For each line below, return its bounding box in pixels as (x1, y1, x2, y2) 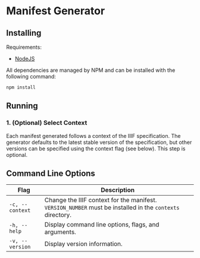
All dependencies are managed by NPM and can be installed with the (6, 67, 176, 74)
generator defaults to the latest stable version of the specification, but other (6, 139, 192, 146)
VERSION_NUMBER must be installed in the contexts (44, 203, 180, 212)
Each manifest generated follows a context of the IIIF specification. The (6, 132, 181, 139)
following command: (6, 73, 57, 80)
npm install (6, 84, 36, 90)
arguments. (44, 228, 76, 236)
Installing (6, 28, 42, 38)
